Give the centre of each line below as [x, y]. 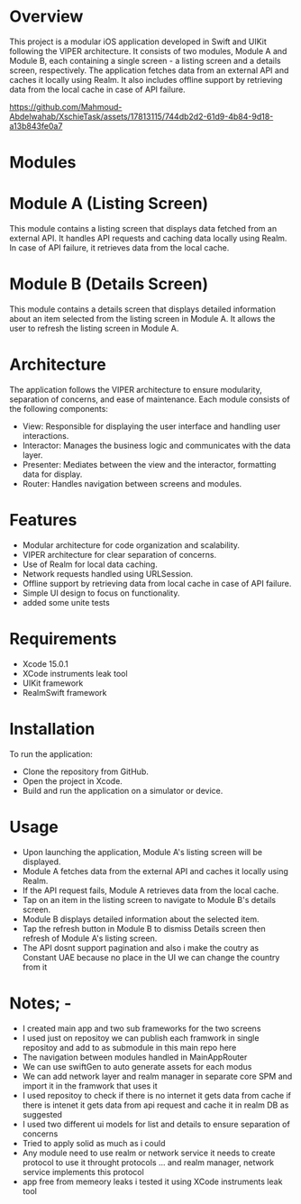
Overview [46, 17]
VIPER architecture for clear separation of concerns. [119, 554]
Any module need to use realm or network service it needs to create [149, 1153]
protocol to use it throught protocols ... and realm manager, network [148, 1162]
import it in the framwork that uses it [90, 1085]
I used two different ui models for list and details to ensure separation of [156, 1124]
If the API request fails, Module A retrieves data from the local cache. [150, 890]
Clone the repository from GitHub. [85, 771]
